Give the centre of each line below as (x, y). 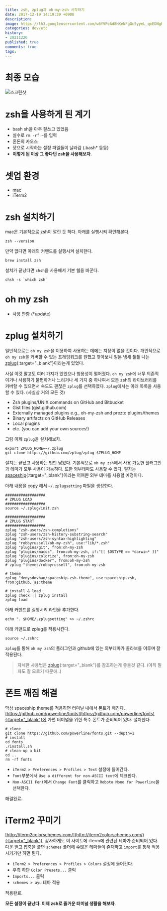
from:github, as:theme (29, 583)
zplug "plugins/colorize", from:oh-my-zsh (50, 556)
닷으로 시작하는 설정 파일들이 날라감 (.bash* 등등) (60, 148)
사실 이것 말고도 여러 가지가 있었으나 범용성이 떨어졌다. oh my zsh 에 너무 (75, 374)
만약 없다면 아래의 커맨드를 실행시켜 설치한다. (49, 251)
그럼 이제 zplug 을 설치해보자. (33, 439)
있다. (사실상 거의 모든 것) (41, 392)
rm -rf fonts (19, 760)
